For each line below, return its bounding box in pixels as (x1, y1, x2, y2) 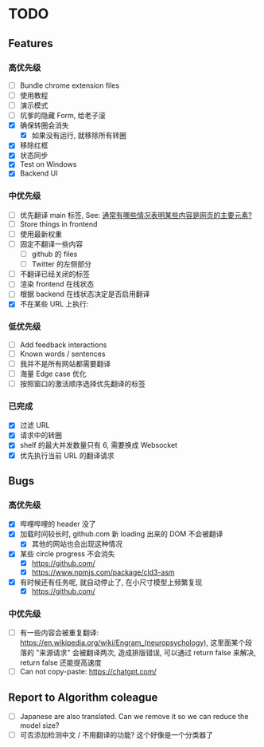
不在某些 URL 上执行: (19, 299, 89, 309)
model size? (19, 721, 60, 730)
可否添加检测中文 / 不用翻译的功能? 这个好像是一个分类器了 (19, 730, 213, 740)
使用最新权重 (19, 229, 62, 239)
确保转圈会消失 (19, 121, 69, 130)
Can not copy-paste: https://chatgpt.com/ (19, 667, 157, 677)
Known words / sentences (19, 349, 106, 358)
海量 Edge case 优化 (19, 369, 87, 378)
